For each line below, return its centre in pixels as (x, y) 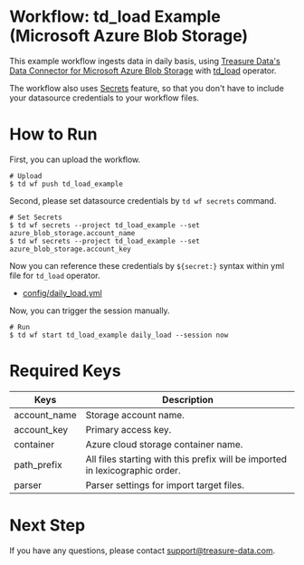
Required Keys (65, 371)
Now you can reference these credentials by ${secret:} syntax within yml (147, 265)
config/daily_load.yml (62, 292)
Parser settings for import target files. (165, 484)
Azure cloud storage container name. (164, 444)
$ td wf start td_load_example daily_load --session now (119, 335)
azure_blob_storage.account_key (70, 249)
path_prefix (38, 464)
